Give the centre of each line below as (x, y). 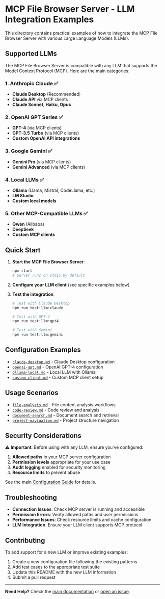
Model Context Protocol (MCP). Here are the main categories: (68, 71)
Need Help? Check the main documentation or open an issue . (68, 592)
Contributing (25, 540)
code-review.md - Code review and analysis (56, 410)
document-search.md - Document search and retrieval (65, 415)
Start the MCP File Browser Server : (48, 262)
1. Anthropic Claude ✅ (32, 83)
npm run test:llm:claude (38, 308)
